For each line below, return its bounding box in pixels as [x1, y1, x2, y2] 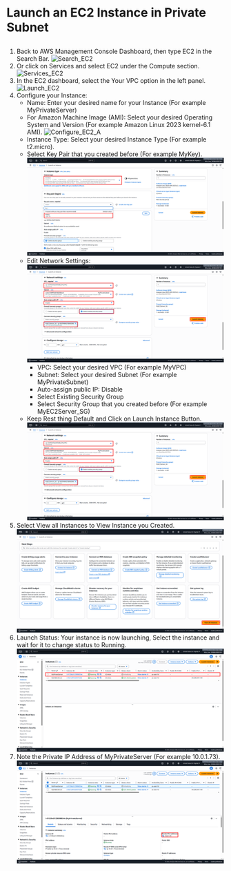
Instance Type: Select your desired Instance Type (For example [26, 135, 207, 143]
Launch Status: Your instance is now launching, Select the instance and [16, 633, 220, 642]
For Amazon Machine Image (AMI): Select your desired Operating [26, 113, 213, 122]
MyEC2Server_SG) [37, 408, 90, 416]
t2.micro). [26, 142, 54, 151]
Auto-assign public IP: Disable [37, 385, 123, 394]
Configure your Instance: [16, 91, 88, 99]
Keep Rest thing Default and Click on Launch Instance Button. [26, 414, 202, 423]
